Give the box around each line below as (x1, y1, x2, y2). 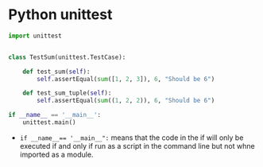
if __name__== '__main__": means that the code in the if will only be (19, 133, 244, 142)
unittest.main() (22, 118, 77, 126)
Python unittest (8, 6, 113, 24)
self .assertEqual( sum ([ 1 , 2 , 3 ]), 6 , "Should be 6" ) (37, 75, 215, 83)
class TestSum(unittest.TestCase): (8, 53, 126, 61)
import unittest (8, 32, 62, 40)
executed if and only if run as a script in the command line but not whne (19, 141, 256, 150)
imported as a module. (19, 150, 94, 159)
